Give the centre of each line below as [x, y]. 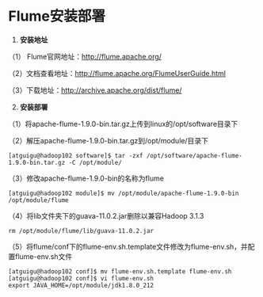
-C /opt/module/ [95, 162]
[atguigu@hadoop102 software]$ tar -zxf [76, 155]
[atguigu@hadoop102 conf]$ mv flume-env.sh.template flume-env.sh [120, 271]
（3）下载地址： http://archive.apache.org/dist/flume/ [95, 90]
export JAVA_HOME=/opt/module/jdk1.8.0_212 [81, 285]
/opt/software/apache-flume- [194, 155]
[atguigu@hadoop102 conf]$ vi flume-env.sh [81, 278]
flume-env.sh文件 [44, 256]
